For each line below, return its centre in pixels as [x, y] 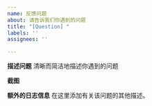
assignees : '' [28, 39]
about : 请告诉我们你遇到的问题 [47, 20]
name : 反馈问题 [27, 14]
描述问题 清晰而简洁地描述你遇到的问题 [63, 66]
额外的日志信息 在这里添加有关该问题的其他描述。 [78, 96]
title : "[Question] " [39, 26]
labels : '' [23, 33]
